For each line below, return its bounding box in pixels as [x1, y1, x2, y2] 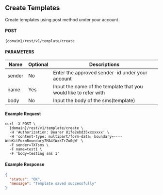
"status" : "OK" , [9, 177, 42, 181]
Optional [28, 61, 49, 68]
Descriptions [89, 61, 120, 68]
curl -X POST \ [5, 121, 36, 127]
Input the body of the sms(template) [53, 97, 135, 104]
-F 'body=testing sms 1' [9, 151, 60, 156]
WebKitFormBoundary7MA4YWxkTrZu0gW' [5, 138, 79, 144]
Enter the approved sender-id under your [53, 69, 148, 76]
